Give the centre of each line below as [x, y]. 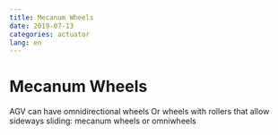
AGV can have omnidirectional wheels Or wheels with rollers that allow [139, 112]
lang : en [26, 42]
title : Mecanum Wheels [52, 17]
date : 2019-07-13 [42, 26]
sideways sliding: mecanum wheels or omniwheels [103, 121]
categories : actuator [50, 34]
